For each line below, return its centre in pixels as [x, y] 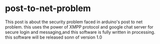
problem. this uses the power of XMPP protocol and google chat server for [79, 27]
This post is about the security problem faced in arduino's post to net [74, 22]
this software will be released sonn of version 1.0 [54, 37]
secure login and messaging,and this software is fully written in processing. [80, 32]
